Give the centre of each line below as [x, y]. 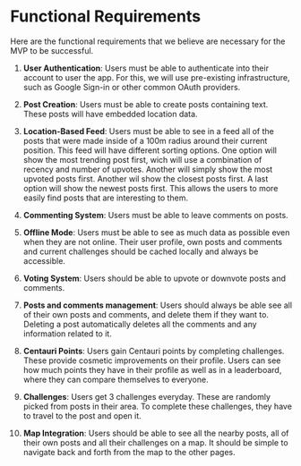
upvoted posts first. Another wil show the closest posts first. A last [146, 178]
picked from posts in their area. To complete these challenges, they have [157, 406]
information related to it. [68, 334]
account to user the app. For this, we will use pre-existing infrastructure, [156, 77]
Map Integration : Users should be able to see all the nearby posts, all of [156, 433]
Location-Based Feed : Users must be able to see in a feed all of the [148, 131]
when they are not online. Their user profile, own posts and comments [153, 241]
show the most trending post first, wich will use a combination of [142, 159]
